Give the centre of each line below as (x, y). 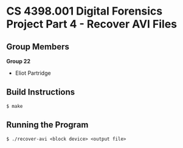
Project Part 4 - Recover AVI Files (92, 24)
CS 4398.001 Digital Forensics (85, 11)
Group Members (38, 47)
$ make (15, 106)
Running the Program (47, 125)
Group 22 (18, 61)
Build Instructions (41, 92)
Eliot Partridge (33, 73)
